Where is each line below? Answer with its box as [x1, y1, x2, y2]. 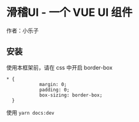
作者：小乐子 [6, 27, 39, 34]
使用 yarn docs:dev [6, 109, 55, 116]
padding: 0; [39, 87, 70, 93]
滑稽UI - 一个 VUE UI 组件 [6, 5, 133, 20]
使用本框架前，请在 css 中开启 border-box [6, 63, 113, 71]
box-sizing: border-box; [39, 92, 103, 98]
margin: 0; [39, 81, 67, 87]
